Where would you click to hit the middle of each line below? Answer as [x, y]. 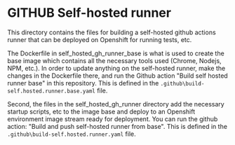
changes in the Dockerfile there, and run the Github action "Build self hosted [117, 76]
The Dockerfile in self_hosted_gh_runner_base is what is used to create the [116, 53]
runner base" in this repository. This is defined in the [83, 83]
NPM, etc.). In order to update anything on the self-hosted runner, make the [116, 68]
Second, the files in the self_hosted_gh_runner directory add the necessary [116, 104]
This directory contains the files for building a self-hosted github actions [112, 32]
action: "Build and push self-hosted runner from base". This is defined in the [117, 126]
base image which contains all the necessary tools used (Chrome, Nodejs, [115, 60]
